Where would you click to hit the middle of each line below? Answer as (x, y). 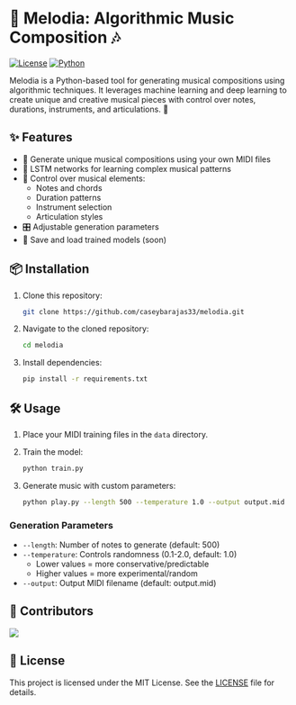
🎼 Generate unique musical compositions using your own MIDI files (147, 159)
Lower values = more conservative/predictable (122, 564)
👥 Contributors (52, 611)
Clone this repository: (62, 295)
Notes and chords (69, 187)
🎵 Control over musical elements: (84, 178)
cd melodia (43, 346)
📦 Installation (49, 269)
